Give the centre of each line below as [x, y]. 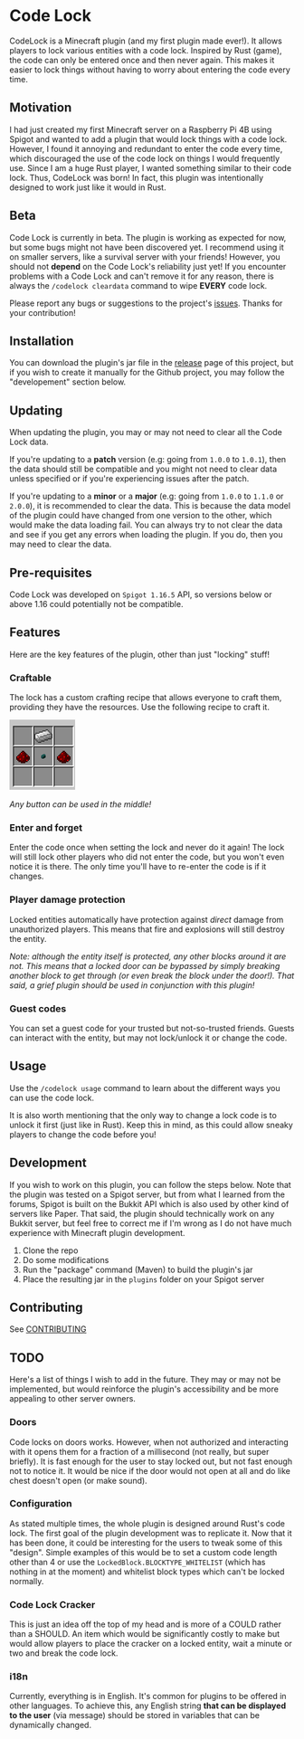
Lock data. [29, 442]
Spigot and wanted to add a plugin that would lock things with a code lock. [148, 139]
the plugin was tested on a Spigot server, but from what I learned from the [147, 1194]
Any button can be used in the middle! [81, 804]
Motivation [41, 108]
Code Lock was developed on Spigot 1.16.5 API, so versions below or [141, 594]
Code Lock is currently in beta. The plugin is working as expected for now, [148, 237]
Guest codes [38, 1008]
